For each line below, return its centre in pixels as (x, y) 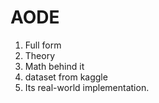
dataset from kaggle (66, 77)
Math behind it (54, 66)
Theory (40, 55)
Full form (43, 45)
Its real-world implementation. (87, 87)
